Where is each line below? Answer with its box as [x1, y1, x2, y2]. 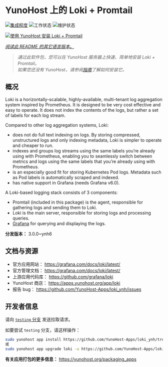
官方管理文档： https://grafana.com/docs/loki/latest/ [12, 267, 120, 273]
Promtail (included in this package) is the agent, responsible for [12, 199, 143, 205]
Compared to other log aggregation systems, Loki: [5, 122, 109, 128]
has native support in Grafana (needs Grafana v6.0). [12, 179, 120, 186]
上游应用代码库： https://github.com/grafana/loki [12, 274, 113, 280]
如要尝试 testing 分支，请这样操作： [5, 327, 80, 333]
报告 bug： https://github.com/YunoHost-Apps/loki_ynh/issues [12, 286, 141, 292]
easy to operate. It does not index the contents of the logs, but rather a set [5, 107, 158, 113]
